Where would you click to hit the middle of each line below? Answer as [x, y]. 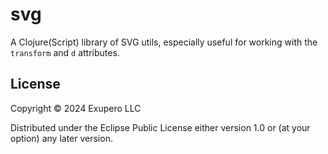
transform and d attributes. [65, 52]
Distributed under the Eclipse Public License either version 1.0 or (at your [160, 127]
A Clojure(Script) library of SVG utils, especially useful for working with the [164, 42]
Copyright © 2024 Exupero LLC [76, 108]
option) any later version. [61, 138]
